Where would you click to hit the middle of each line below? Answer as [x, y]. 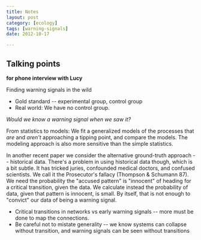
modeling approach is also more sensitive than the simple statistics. [90, 143]
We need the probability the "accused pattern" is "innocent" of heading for [99, 181]
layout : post [22, 17]
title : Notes [22, 12]
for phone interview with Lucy [44, 78]
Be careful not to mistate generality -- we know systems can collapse [101, 224]
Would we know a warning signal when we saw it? [68, 119]
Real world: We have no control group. [62, 107]
